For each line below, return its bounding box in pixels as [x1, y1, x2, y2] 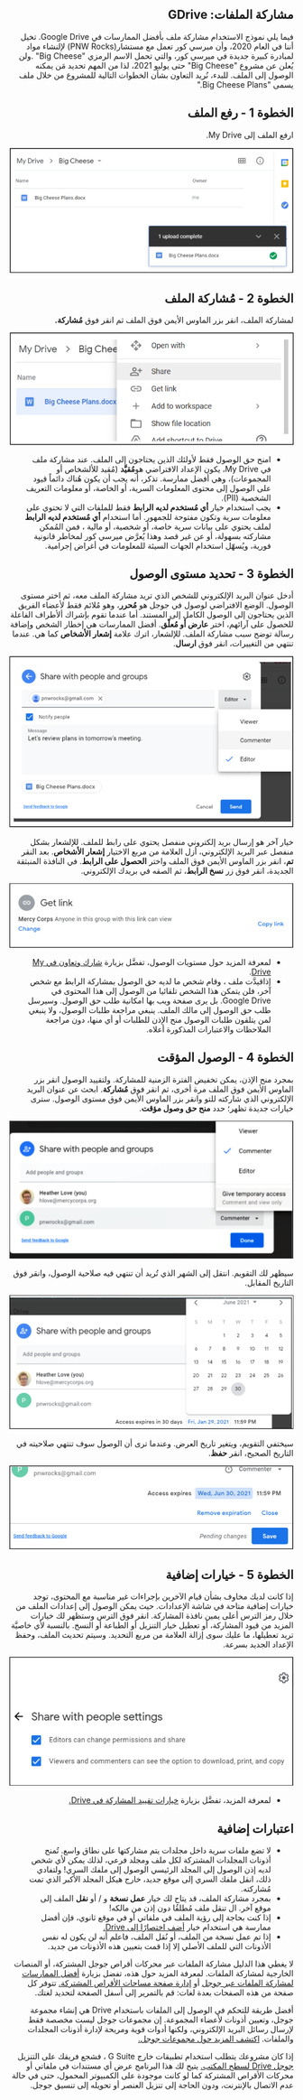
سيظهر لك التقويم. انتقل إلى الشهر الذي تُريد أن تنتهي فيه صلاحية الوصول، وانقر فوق [13, 1268, 294, 1278]
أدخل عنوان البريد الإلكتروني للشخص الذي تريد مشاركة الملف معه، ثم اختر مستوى [21, 590, 294, 601]
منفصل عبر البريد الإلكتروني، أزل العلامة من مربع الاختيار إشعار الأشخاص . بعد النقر [21, 846, 294, 857]
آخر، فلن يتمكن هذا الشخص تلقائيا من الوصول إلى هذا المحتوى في [50, 986, 271, 997]
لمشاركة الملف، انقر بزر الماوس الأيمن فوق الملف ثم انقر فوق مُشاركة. [54, 314, 294, 325]
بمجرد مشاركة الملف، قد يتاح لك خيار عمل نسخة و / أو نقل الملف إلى [40, 1893, 271, 1904]
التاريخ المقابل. [244, 1278, 294, 1288]
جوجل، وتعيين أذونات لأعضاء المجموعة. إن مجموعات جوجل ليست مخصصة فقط [28, 2014, 294, 2025]
